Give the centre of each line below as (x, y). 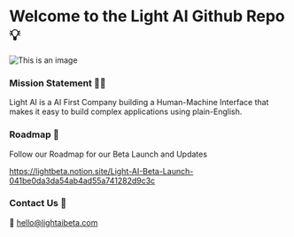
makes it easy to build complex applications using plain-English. (126, 111)
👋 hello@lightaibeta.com (54, 222)
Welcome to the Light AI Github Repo (147, 16)
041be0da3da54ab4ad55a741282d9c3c (82, 180)
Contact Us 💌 (38, 203)
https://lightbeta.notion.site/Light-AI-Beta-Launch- (101, 171)
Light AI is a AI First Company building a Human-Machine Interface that (139, 103)
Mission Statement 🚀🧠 (58, 83)
